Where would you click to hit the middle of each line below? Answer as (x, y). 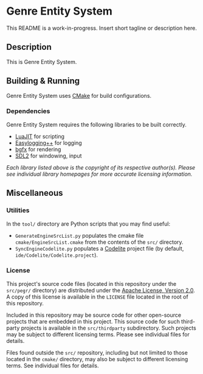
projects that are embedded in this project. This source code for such (93, 321)
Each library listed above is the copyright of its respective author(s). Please (101, 167)
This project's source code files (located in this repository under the (91, 283)
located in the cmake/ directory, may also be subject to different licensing (97, 359)
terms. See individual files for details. (53, 365)
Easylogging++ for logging (48, 143)
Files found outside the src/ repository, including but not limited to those (97, 352)
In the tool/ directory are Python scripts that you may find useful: (88, 224)
